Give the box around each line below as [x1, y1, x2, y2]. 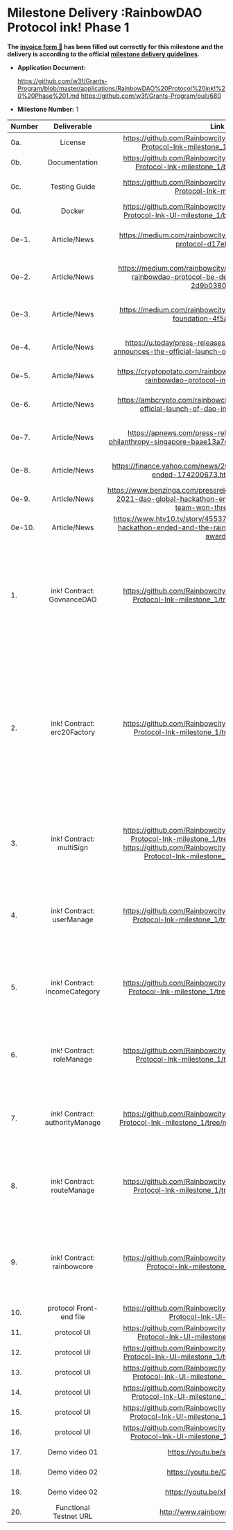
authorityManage [44, 1117, 101, 1127]
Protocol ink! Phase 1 [7, 19, 130, 35]
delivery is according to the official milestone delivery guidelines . [7, 50, 200, 58]
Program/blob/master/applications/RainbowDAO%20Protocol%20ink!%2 [17, 84, 226, 92]
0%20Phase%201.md [17, 92, 80, 100]
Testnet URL [53, 1511, 93, 1521]
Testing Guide [50, 182, 96, 192]
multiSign [58, 842, 89, 852]
